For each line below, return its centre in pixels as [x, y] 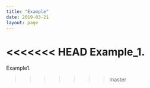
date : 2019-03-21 [28, 17]
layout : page [22, 22]
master [118, 80]
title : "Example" [28, 12]
